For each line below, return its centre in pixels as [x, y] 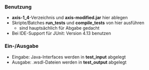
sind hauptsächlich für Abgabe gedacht [59, 28]
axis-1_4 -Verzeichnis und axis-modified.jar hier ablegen [70, 18]
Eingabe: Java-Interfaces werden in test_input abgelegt [69, 57]
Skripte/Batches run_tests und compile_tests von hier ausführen [78, 23]
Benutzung [18, 7]
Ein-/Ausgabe [22, 46]
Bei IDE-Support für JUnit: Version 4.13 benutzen [61, 34]
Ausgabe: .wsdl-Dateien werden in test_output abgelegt [69, 62]
